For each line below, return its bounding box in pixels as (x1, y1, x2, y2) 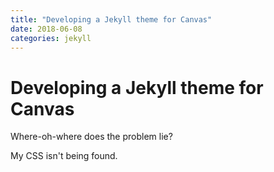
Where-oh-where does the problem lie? (10, 131, 173, 143)
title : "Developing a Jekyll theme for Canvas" (10, 14, 213, 25)
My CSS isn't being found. (10, 150, 118, 162)
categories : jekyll (10, 33, 92, 43)
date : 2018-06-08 (10, 24, 83, 34)
